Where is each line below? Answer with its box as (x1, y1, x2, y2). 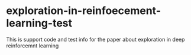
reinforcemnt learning (6, 42, 59, 49)
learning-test (6, 16, 73, 30)
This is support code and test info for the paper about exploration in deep (6, 36, 185, 43)
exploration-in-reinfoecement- (6, 4, 161, 18)
